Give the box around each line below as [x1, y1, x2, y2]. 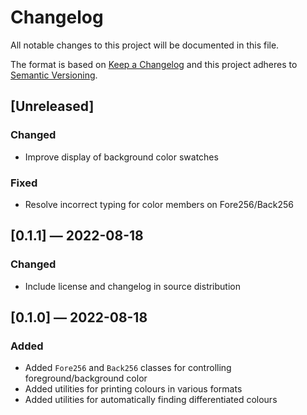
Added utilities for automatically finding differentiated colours [24, 394, 278, 406]
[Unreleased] [10, 98, 95, 115]
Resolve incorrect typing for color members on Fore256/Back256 [24, 198, 294, 210]
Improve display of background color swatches [24, 151, 219, 163]
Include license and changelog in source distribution [24, 280, 241, 292]
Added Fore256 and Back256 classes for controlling [24, 362, 232, 374]
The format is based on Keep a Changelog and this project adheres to [10, 58, 298, 70]
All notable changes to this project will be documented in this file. [10, 39, 280, 51]
